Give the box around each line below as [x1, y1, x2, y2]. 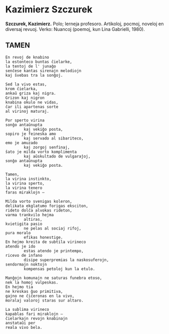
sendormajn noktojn [5, 261, 47, 267]
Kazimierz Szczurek [5, 4, 92, 15]
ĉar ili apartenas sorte [5, 104, 59, 109]
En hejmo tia [5, 284, 33, 289]
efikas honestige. [24, 235, 63, 240]
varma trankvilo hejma [5, 212, 54, 217]
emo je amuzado [5, 140, 38, 145]
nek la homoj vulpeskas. [5, 279, 59, 285]
